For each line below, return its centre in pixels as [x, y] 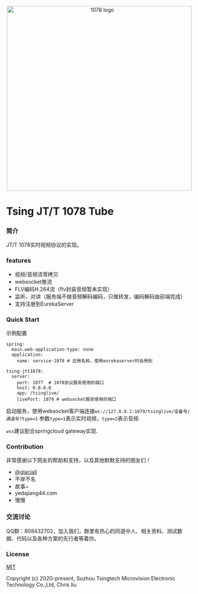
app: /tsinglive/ [38, 393]
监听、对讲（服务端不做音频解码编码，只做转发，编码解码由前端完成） [100, 296]
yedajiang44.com [36, 493]
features [19, 261]
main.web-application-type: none [53, 350]
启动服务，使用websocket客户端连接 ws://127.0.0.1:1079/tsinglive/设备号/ [98, 411]
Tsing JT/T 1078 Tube [60, 211]
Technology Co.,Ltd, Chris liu [41, 585]
